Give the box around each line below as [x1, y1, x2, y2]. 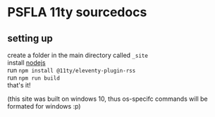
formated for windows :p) [7, 102, 81, 110]
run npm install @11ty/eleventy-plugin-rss [7, 66, 136, 74]
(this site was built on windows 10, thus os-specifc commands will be [7, 94, 208, 103]
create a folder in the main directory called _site [7, 51, 148, 59]
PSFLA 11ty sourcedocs [7, 4, 147, 20]
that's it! [7, 81, 31, 89]
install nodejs [7, 58, 46, 67]
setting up [7, 32, 53, 44]
